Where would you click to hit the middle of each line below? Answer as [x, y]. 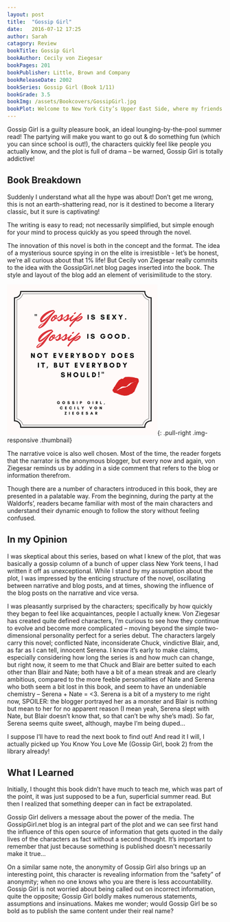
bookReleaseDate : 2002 [39, 80]
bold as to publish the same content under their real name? [90, 911]
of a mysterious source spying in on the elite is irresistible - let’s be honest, [113, 253]
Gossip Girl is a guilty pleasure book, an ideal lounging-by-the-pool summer [115, 129]
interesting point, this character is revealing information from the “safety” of [114, 874]
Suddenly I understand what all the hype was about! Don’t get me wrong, [110, 197]
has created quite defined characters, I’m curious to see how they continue [113, 620]
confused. [22, 518]
